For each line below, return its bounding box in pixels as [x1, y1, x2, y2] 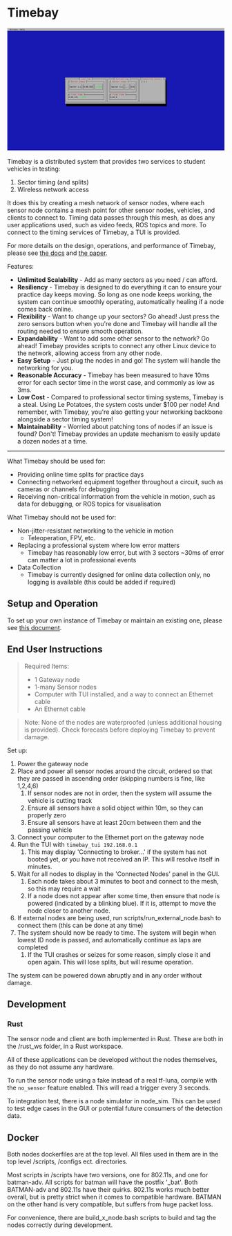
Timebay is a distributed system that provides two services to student [7, 157, 206, 165]
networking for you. [17, 363, 74, 372]
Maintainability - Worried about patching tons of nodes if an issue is [17, 422, 213, 430]
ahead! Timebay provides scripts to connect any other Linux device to [17, 341, 217, 350]
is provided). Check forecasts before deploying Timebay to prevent [23, 725, 215, 734]
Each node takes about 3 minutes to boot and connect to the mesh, [27, 877, 219, 885]
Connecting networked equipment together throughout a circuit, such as [17, 477, 224, 486]
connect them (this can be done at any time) [17, 921, 144, 929]
